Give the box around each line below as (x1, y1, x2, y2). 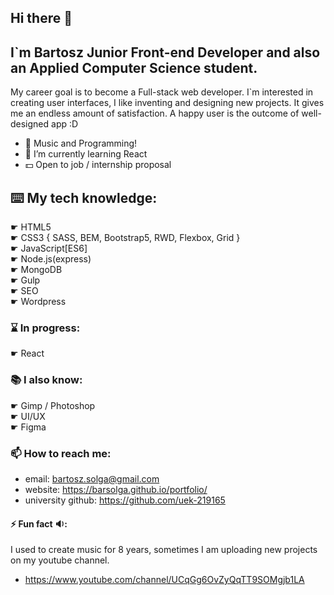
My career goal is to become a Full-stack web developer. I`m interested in (10, 86, 314, 98)
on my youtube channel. (10, 554, 110, 566)
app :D (51, 118, 79, 130)
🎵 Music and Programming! (24, 137, 138, 150)
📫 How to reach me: (10, 446, 112, 460)
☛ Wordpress (10, 296, 67, 308)
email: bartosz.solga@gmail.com (24, 472, 160, 485)
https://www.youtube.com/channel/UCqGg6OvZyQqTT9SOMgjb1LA (24, 574, 305, 586)
